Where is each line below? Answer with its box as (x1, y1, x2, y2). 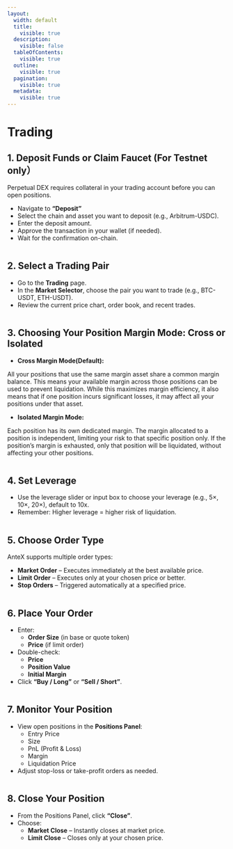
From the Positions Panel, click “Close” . (17, 811, 132, 820)
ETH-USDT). (37, 293, 73, 301)
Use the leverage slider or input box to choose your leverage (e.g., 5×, (17, 493, 219, 502)
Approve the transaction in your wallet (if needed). (17, 227, 162, 235)
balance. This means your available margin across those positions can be (7, 377, 218, 386)
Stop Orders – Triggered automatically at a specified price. (17, 581, 186, 589)
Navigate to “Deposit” (17, 205, 82, 212)
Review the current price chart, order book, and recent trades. (17, 301, 196, 309)
